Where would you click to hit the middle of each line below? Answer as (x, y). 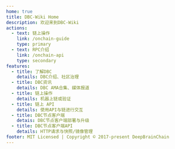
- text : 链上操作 (31, 33)
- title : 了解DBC (32, 72)
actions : (17, 28)
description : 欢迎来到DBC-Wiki (43, 22)
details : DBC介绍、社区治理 (48, 77)
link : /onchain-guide (43, 39)
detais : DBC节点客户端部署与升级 (53, 121)
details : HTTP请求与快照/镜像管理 (55, 132)
